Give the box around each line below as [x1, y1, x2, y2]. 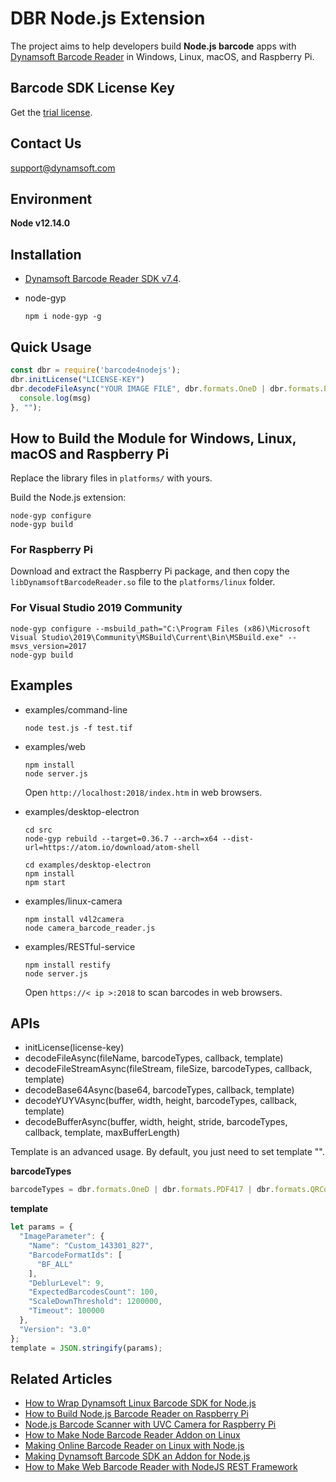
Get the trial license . [10, 106, 93, 118]
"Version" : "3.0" [19, 1324, 92, 1334]
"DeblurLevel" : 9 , [28, 1278, 105, 1288]
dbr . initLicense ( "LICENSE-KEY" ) [10, 374, 145, 384]
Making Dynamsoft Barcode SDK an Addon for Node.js [24, 1450, 251, 1462]
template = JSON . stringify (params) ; [10, 1343, 163, 1353]
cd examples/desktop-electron [24, 860, 152, 870]
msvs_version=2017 [10, 641, 87, 651]
